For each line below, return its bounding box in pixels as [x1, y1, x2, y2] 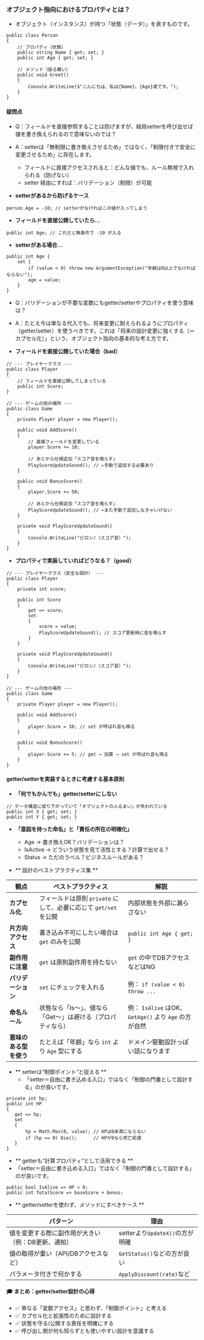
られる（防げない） [24, 171, 73, 179]
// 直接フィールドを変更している [28, 439, 100, 445]
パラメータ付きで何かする [9, 1270, 83, 1278]
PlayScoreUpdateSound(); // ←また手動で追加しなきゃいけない [28, 507, 172, 513]
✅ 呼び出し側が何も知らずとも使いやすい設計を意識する [15, 1327, 155, 1335]
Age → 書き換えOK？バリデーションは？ [24, 838, 125, 845]
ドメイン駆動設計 [127, 1037, 177, 1046]
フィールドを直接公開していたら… [15, 216, 101, 224]
